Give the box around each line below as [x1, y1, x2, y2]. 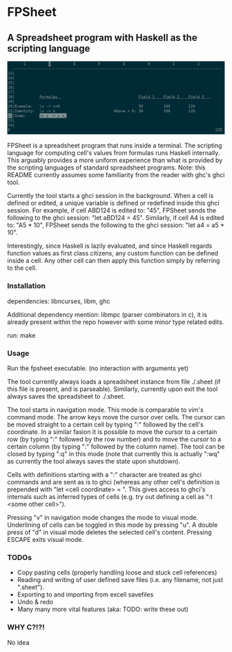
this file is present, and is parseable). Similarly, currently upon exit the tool [7, 385, 218, 393]
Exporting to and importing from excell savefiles [17, 590, 154, 599]
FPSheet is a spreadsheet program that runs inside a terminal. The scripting [7, 141, 222, 150]
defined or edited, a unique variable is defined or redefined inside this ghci [7, 199, 220, 208]
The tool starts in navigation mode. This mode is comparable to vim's [7, 406, 204, 414]
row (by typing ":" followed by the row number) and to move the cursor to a [7, 435, 222, 443]
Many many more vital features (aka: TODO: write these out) [17, 605, 188, 613]
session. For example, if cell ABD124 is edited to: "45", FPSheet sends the [7, 206, 216, 215]
